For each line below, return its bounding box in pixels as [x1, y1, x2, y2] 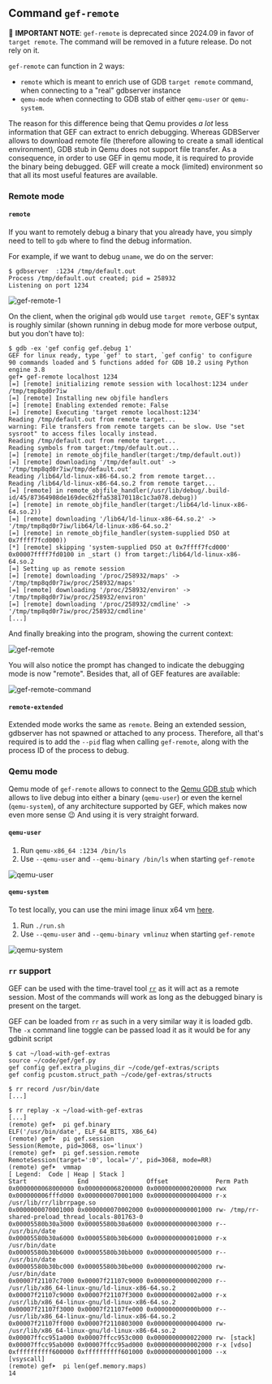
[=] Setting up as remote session [8, 564, 126, 573]
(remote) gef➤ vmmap [8, 1163, 82, 1172]
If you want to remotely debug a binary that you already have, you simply [8, 227, 253, 236]
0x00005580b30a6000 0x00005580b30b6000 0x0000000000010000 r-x [8, 1235, 227, 1243]
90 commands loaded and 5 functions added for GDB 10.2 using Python [8, 358, 249, 366]
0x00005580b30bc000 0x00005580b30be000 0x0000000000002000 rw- [8, 1263, 227, 1271]
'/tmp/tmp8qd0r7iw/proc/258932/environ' [8, 593, 148, 601]
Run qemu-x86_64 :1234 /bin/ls [19, 845, 127, 855]
